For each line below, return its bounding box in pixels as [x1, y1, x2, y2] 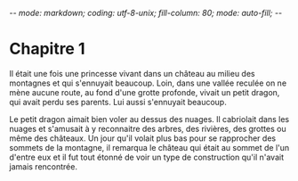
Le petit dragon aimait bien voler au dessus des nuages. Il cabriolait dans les [9, 113, 290, 124]
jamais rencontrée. [9, 160, 78, 172]
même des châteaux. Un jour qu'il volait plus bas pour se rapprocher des [9, 133, 277, 144]
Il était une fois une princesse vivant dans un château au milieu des [9, 68, 255, 78]
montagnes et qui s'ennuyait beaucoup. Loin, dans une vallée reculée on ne [9, 78, 287, 88]
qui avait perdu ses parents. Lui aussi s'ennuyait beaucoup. [9, 96, 227, 107]
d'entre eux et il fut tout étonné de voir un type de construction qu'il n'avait [9, 152, 285, 162]
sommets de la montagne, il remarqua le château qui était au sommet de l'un [9, 142, 290, 152]
